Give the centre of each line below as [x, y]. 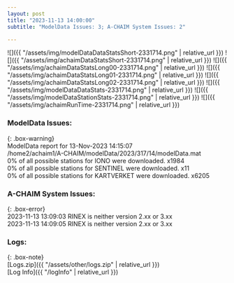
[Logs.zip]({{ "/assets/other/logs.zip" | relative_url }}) [83, 265]
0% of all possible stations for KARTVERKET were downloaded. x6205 [109, 175]
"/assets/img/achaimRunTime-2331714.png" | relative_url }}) [94, 105]
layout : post [26, 14]
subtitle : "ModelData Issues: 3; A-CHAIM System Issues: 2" [97, 27]
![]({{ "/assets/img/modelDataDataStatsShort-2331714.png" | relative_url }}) [116, 53]
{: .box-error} [26, 209]
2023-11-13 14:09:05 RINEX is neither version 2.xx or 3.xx [90, 223]
